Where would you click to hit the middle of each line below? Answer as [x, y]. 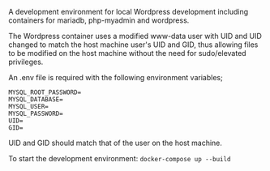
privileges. [26, 62]
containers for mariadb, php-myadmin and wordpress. [99, 20]
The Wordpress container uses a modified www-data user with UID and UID [135, 36]
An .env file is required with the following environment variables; [116, 77]
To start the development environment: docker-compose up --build [120, 158]
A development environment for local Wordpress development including [129, 12]
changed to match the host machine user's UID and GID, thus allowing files [133, 45]
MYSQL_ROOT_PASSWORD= [45, 92]
